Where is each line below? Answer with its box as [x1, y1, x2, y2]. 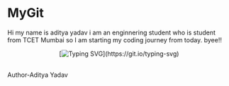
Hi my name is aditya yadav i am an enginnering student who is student [7, 28, 216, 37]
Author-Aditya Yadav [7, 70, 69, 79]
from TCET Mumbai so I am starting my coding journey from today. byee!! [7, 35, 222, 44]
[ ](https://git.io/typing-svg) [59, 49, 179, 58]
